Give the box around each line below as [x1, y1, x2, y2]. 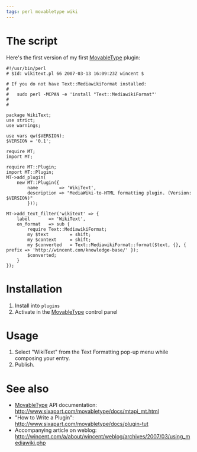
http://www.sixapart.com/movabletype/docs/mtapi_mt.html [14, 408, 160, 415]
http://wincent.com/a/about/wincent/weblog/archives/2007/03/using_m [14, 433, 190, 440]
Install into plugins [14, 302, 60, 309]
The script [6, 34, 58, 47]
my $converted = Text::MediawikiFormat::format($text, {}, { [27, 241, 186, 248]
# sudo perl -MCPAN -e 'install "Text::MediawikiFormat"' [6, 91, 158, 97]
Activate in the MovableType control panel [14, 308, 118, 315]
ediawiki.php [14, 440, 46, 447]
